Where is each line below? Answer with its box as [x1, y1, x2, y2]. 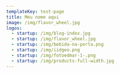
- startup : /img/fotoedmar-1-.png [11, 52, 96, 58]
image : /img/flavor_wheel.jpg [6, 19, 81, 25]
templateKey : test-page [6, 8, 65, 15]
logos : [6, 25, 22, 31]
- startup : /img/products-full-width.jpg [11, 58, 115, 64]
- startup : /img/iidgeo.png [11, 47, 81, 53]
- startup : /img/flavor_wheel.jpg [11, 36, 96, 42]
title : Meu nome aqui [6, 14, 59, 20]
